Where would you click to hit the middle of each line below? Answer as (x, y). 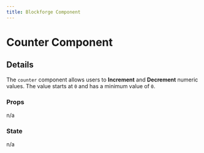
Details (20, 65)
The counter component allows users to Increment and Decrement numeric (102, 80)
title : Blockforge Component (43, 12)
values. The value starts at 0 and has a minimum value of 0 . (81, 86)
